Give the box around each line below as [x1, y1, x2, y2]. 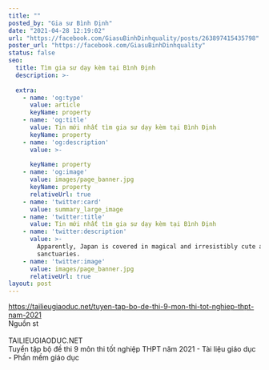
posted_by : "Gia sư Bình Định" [8, 19, 113, 27]
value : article [29, 101, 81, 109]
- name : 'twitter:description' [22, 227, 127, 236]
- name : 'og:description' [22, 138, 110, 147]
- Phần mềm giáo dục [8, 353, 80, 363]
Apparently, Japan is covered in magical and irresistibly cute [37, 243, 256, 251]
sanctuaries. [37, 250, 81, 258]
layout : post [8, 280, 52, 288]
